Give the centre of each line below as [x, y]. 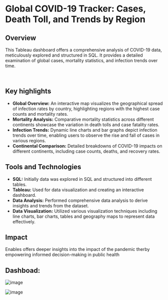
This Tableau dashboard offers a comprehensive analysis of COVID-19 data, [83, 50]
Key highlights [28, 91]
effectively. [24, 221]
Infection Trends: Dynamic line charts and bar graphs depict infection [85, 130]
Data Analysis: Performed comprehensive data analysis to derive [80, 200]
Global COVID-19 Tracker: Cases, [76, 9]
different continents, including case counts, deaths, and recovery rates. [86, 151]
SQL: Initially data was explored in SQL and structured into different [82, 179]
